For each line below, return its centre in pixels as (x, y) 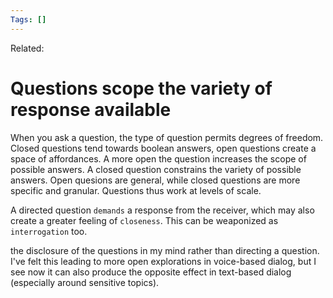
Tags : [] (28, 19)
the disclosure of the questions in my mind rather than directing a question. (165, 250)
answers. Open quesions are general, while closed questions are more (155, 180)
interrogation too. (49, 231)
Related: (27, 48)
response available (91, 109)
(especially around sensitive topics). (85, 282)
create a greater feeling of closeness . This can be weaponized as (144, 220)
